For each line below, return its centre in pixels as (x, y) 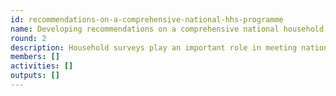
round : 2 (28, 38)
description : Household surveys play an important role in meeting (154, 47)
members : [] (35, 57)
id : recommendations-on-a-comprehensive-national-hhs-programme (147, 19)
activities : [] (42, 66)
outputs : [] (35, 76)
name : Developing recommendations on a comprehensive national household (167, 29)
